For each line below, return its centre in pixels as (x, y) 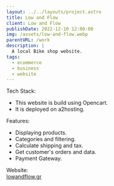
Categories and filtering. (45, 139)
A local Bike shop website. (47, 51)
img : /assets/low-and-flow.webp (47, 35)
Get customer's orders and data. (56, 152)
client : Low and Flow (34, 23)
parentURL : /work (28, 40)
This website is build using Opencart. (61, 103)
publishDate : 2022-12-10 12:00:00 (50, 29)
